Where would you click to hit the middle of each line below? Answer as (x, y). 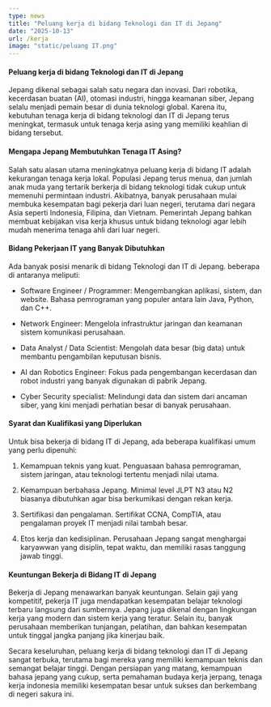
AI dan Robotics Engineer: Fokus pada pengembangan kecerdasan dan (138, 372)
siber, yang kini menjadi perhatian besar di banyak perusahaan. (125, 405)
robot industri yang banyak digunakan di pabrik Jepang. (114, 381)
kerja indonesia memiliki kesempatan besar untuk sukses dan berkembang (133, 686)
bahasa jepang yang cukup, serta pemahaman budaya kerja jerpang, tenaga (135, 677)
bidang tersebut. (36, 133)
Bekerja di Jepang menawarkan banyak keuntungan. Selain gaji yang (123, 593)
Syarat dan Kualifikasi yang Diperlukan (75, 424)
